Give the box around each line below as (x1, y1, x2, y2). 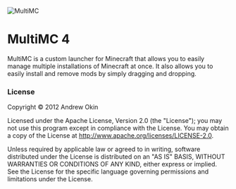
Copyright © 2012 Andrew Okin (7, 103, 99, 112)
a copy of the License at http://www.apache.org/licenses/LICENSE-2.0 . (7, 131, 214, 140)
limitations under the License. (7, 175, 93, 183)
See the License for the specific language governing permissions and (7, 167, 209, 176)
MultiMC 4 (7, 32, 70, 47)
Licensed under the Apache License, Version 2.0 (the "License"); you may (7, 117, 223, 125)
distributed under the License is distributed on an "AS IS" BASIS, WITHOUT (7, 152, 225, 161)
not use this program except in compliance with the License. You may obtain (7, 124, 229, 133)
